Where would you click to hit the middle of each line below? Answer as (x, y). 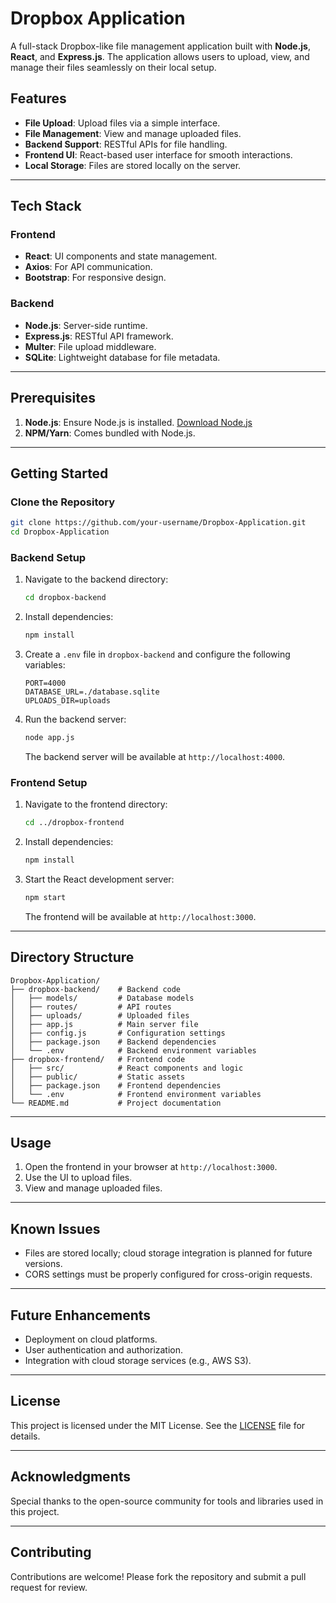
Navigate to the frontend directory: (96, 804)
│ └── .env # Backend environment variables (133, 1050)
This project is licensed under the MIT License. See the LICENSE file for (158, 1425)
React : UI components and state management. (121, 256)
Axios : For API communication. (88, 267)
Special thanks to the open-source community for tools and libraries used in (167, 1501)
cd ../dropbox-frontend (74, 823)
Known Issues (55, 1228)
